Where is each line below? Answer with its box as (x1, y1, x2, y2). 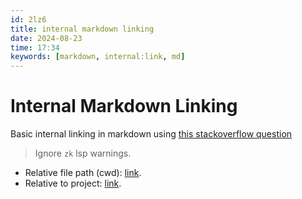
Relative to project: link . (24, 177, 122, 190)
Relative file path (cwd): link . (24, 167, 142, 179)
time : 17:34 (10, 42, 60, 53)
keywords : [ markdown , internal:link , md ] (10, 52, 186, 62)
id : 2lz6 (10, 14, 47, 25)
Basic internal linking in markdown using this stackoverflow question (10, 128, 293, 140)
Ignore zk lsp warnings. (34, 147, 132, 160)
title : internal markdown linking (10, 24, 155, 34)
